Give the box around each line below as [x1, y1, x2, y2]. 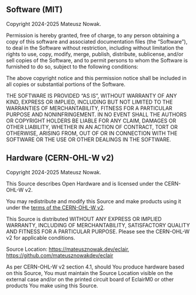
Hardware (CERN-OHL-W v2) [6, 153, 114, 163]
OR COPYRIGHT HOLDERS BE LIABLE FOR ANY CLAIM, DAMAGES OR [6, 117, 177, 124]
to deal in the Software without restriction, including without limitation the [6, 44, 184, 51]
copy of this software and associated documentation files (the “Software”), [6, 38, 188, 45]
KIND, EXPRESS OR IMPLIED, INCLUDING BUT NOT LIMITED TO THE [6, 98, 173, 105]
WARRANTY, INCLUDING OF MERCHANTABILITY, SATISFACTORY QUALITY [6, 221, 190, 228]
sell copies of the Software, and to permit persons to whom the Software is [6, 57, 188, 64]
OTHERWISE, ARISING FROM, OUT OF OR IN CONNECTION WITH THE [6, 130, 178, 137]
